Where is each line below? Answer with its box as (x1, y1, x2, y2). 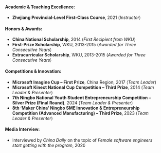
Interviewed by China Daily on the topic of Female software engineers (12, 137, 153, 143)
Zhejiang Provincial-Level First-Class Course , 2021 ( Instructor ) (12, 15, 141, 20)
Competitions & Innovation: (5, 68, 62, 74)
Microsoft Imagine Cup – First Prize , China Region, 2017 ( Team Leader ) (12, 79, 157, 85)
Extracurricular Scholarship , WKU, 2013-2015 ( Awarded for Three (12, 52, 146, 58)
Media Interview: (5, 126, 40, 132)
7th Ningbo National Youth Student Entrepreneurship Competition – (12, 95, 151, 101)
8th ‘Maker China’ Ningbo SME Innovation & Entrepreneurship (12, 105, 140, 111)
